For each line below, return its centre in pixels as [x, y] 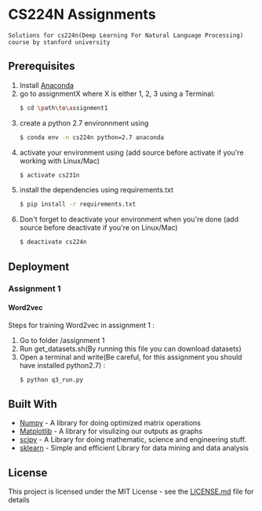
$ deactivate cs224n [53, 242]
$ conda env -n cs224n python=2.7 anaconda [92, 137]
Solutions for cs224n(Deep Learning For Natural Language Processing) [126, 35]
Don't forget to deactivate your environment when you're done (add [129, 219]
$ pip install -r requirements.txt [78, 204]
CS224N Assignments [82, 15]
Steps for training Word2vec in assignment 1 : [82, 325]
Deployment [39, 266]
